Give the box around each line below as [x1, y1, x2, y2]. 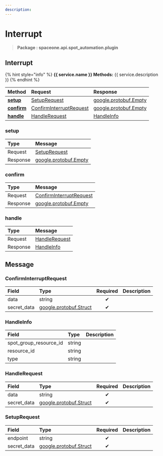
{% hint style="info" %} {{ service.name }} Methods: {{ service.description [5, 72, 158, 77]
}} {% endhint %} [5, 77, 40, 83]
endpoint [7, 434, 28, 441]
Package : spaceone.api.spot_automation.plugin [17, 45, 118, 51]
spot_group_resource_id [7, 339, 63, 346]
